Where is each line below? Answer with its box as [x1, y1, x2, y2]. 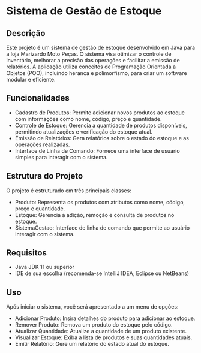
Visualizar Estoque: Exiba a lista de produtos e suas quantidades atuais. [14, 334, 193, 341]
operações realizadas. [14, 141, 70, 148]
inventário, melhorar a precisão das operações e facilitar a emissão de [6, 57, 180, 64]
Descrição [6, 28, 46, 38]
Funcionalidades [6, 93, 70, 103]
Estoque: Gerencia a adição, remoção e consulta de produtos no [14, 211, 175, 218]
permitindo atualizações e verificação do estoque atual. [14, 128, 153, 135]
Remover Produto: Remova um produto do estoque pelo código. [14, 321, 173, 328]
